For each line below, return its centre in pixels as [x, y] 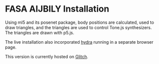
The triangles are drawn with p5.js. [40, 32]
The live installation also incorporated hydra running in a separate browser [79, 42]
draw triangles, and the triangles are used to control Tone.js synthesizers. [79, 27]
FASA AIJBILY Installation [57, 9]
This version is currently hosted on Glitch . [47, 56]
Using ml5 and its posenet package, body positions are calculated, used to [79, 22]
